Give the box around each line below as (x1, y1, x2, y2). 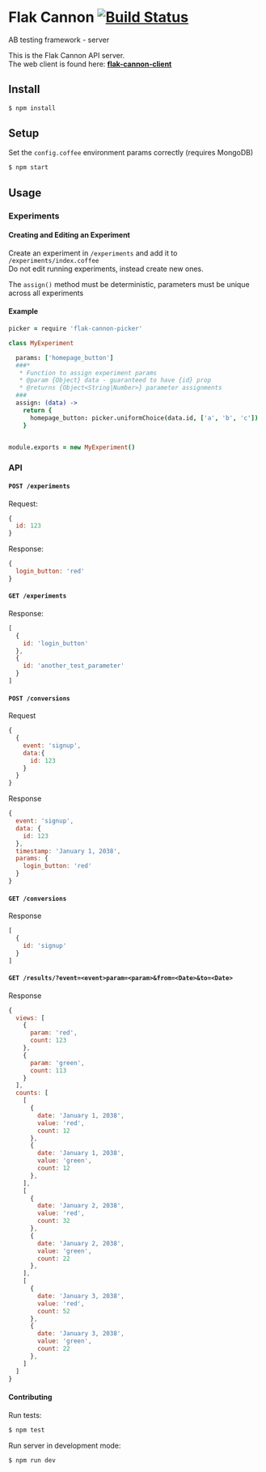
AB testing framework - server (8, 35, 110, 44)
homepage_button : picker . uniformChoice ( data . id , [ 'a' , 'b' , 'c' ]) (29, 413, 259, 422)
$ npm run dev (8, 1456, 57, 1464)
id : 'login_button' (23, 639, 89, 647)
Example (8, 307, 39, 316)
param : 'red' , (29, 1029, 78, 1037)
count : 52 (37, 1307, 70, 1315)
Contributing (8, 1392, 53, 1402)
